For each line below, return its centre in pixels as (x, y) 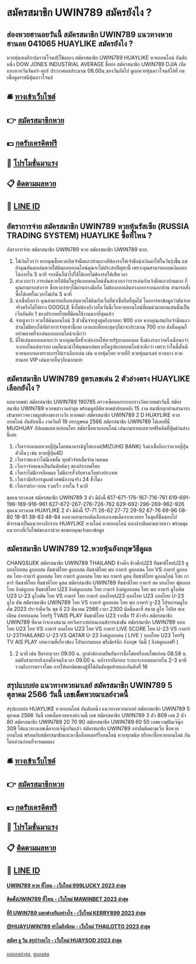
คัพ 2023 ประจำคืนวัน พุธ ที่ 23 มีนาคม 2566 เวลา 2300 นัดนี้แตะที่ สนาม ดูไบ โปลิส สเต (96, 609)
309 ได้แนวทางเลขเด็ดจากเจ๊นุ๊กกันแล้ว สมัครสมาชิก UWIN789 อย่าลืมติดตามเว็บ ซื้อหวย (93, 728)
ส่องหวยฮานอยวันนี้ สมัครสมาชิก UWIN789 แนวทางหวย (90, 34)
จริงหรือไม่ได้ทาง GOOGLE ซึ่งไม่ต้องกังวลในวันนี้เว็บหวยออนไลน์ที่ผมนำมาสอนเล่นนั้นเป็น (102, 307)
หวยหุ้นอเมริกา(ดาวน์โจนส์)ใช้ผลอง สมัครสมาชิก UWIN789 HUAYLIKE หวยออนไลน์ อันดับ (97, 58)
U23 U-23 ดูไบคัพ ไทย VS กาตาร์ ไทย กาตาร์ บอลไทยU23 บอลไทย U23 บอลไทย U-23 (95, 596)
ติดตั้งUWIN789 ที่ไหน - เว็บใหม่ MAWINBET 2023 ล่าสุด (67, 899)
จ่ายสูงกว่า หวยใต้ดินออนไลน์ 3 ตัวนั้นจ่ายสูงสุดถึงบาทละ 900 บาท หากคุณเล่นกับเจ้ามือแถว (102, 320)
